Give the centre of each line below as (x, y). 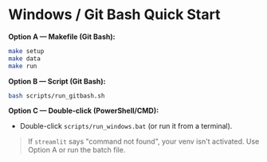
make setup (26, 51)
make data (25, 58)
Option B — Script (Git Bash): (57, 81)
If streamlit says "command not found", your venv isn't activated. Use (143, 141)
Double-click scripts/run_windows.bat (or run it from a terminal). (126, 126)
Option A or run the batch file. (77, 150)
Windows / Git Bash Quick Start (114, 15)
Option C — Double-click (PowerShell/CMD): (84, 111)
